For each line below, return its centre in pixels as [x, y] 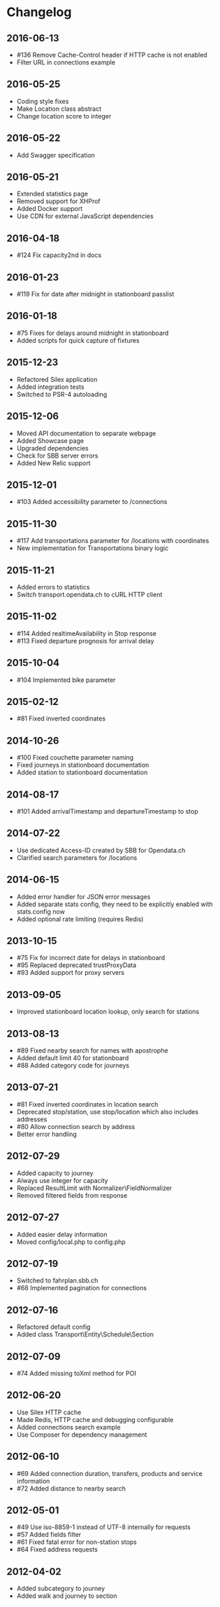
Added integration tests [50, 387]
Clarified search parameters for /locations [77, 857]
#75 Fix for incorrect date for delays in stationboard [91, 958]
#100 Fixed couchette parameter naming [75, 758]
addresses [32, 1119]
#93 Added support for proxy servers [71, 973]
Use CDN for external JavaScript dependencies [85, 216]
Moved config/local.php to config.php [71, 1242]
